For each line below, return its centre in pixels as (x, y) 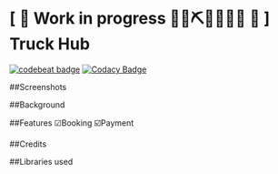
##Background (37, 104)
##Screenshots (38, 87)
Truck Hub (50, 44)
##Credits (28, 144)
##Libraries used (41, 161)
